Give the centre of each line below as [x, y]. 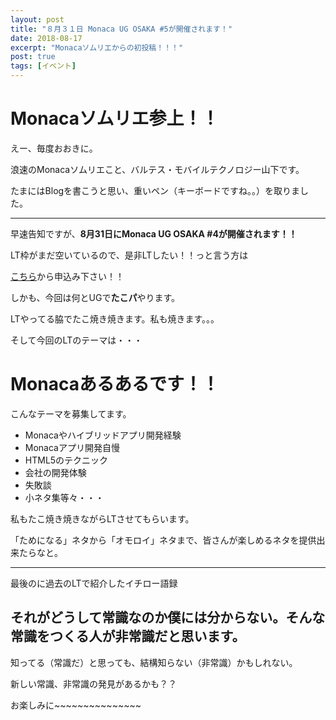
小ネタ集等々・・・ [64, 497]
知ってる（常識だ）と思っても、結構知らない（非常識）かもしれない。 [154, 662]
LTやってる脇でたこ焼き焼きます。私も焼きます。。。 [115, 318]
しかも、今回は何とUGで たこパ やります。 [95, 297]
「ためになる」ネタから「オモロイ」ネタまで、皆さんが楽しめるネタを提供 [163, 540]
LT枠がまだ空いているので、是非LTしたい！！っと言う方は [129, 255]
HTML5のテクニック [66, 460]
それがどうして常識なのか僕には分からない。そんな [168, 617]
